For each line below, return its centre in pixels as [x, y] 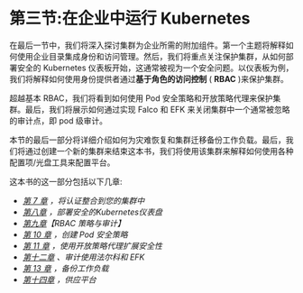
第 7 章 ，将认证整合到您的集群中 [83, 200]
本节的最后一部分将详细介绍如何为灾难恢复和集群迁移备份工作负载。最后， [147, 140]
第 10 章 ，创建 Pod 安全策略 [75, 234]
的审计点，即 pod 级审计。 [59, 120]
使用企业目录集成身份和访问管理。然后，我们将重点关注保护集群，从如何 [151, 56]
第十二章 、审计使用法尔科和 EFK [83, 257]
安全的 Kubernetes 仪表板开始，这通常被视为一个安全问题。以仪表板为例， [155, 68]
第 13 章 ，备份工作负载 [65, 268]
